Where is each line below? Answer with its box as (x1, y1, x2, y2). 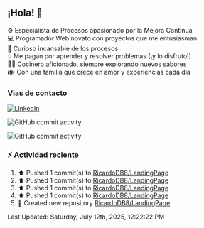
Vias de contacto (7, 88, 68, 98)
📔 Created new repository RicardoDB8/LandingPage (17, 199, 171, 207)
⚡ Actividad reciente (7, 150, 80, 160)
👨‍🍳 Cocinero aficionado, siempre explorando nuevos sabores (7, 60, 187, 68)
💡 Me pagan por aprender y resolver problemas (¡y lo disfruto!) (7, 51, 192, 60)
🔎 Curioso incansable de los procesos (7, 44, 119, 53)
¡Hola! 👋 (7, 7, 43, 19)
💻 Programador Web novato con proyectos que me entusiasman (7, 33, 198, 43)
